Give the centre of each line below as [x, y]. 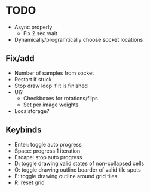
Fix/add [20, 58]
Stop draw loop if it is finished [51, 86]
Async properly [33, 27]
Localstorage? [32, 111]
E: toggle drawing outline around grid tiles [66, 176]
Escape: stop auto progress [48, 157]
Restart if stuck [33, 79]
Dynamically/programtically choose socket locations [79, 39]
